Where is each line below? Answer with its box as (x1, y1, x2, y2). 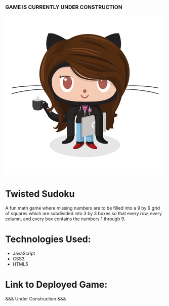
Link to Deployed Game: (5, 279, 108, 290)
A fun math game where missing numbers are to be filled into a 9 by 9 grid (5, 205, 160, 211)
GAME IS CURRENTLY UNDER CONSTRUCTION (5, 4, 122, 11)
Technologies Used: (5, 233, 91, 245)
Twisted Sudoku (5, 188, 75, 200)
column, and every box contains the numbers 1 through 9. (5, 216, 125, 222)
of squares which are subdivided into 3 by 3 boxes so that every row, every (5, 211, 162, 217)
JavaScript (12, 250, 35, 257)
